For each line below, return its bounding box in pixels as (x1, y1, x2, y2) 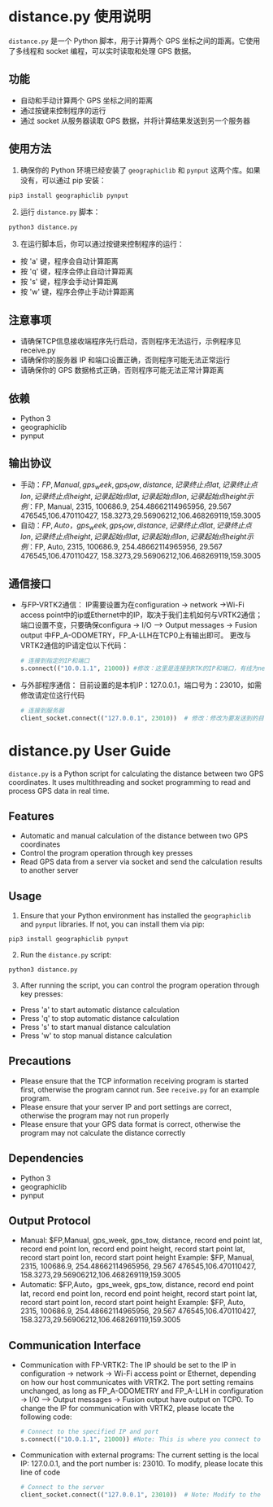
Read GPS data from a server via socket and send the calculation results (19, 856, 262, 867)
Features (8, 809, 54, 823)
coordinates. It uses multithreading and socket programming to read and (8, 777, 251, 786)
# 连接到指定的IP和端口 (19, 657, 90, 665)
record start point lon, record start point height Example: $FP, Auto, (19, 1298, 246, 1308)
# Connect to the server (19, 1483, 105, 1491)
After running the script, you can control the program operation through (19, 980, 260, 990)
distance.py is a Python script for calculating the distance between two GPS (8, 769, 264, 778)
